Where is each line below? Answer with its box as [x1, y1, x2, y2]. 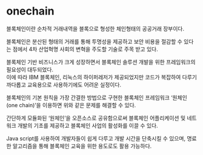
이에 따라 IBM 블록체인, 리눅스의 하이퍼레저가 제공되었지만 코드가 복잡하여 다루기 [6, 73, 197, 81]
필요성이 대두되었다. [6, 65, 53, 73]
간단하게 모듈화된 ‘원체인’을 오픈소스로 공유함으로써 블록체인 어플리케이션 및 [6, 114, 186, 122]
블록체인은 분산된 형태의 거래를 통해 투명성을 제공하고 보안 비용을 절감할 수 [6, 38, 183, 45]
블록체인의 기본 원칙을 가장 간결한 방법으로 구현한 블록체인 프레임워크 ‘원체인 [6, 94, 188, 101]
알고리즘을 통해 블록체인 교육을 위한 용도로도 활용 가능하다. [12, 142, 152, 150]
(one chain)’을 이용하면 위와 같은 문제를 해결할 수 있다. [6, 101, 136, 108]
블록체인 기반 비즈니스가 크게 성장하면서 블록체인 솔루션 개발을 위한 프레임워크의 [6, 58, 196, 65]
